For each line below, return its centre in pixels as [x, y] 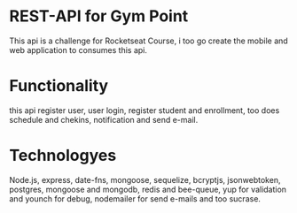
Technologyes [63, 156]
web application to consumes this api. [78, 49]
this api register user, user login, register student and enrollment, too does [145, 110]
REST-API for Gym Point [99, 16]
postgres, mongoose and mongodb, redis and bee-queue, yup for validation [148, 189]
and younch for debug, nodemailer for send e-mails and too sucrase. [135, 198]
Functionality [59, 86]
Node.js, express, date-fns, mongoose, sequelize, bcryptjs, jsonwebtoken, [145, 179]
